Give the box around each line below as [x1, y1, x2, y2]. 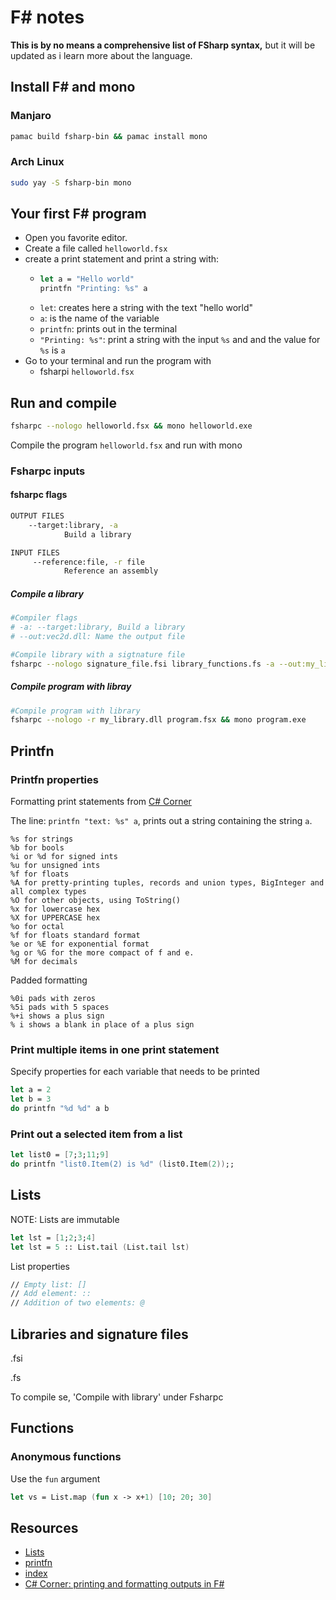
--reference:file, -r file [32, 557, 145, 567]
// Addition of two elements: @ [10, 1298, 145, 1308]
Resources [10, 1519, 79, 1536]
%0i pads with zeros [10, 994, 97, 1004]
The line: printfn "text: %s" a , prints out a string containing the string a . [10, 815, 313, 827]
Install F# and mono [10, 79, 136, 96]
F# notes [10, 6, 85, 29]
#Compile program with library [10, 706, 141, 716]
